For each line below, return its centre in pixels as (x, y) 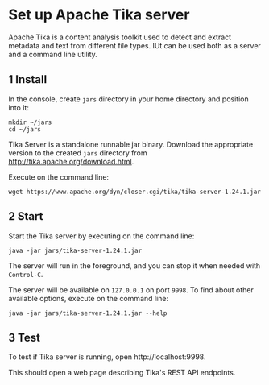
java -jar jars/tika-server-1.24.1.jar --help (88, 313)
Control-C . (26, 274)
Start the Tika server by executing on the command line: (101, 236)
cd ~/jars (25, 129)
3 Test (24, 337)
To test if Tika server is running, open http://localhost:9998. (107, 357)
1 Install (28, 79)
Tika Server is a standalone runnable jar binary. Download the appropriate (131, 144)
